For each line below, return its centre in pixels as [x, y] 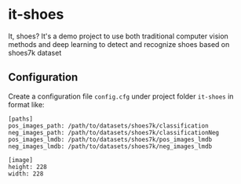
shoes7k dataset [35, 52]
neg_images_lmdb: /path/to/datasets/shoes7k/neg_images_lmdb [110, 146]
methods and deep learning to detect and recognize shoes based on [119, 44]
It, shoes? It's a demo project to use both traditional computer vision [119, 36]
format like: [26, 104]
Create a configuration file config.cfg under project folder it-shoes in [121, 96]
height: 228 [27, 167]
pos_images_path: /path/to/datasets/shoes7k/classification [109, 126]
